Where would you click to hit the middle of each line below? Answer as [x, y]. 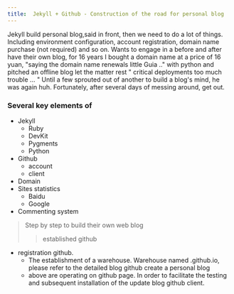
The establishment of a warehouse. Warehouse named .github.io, [124, 260]
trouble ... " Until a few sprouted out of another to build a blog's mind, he [114, 80]
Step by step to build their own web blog [84, 225]
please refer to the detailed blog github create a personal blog [119, 268]
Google [39, 204]
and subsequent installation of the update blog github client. [116, 283]
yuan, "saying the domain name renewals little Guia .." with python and [111, 64]
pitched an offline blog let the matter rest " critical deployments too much [115, 72]
